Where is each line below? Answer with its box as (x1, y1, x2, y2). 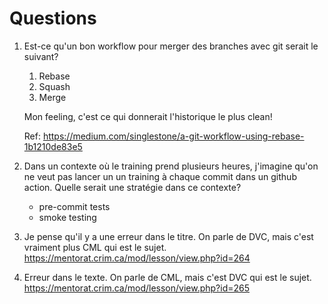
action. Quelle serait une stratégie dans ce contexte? (23, 181, 242, 193)
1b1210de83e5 (23, 140, 83, 152)
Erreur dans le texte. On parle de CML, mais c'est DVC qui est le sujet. (23, 271, 312, 283)
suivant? (23, 50, 59, 62)
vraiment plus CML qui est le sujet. (23, 241, 167, 253)
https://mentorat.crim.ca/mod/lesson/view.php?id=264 (23, 252, 251, 264)
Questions (9, 7, 97, 30)
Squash (38, 80, 71, 92)
